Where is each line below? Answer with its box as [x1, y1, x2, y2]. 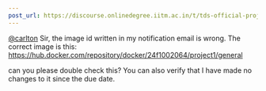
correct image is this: [8, 41, 78, 51]
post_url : [8, 11, 41, 20]
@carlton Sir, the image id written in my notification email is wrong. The [8, 33, 241, 43]
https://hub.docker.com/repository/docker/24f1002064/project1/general [8, 50, 243, 59]
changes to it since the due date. [8, 74, 116, 83]
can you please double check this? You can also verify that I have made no [8, 65, 252, 75]
